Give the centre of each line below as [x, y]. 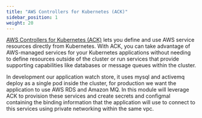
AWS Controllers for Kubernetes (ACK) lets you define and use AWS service [100, 40]
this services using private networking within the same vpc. [80, 109]
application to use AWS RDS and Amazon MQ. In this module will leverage [98, 90]
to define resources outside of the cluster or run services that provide [93, 59]
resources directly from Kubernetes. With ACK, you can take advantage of [98, 46]
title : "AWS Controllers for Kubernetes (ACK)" [67, 12]
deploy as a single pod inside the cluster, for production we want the [91, 83]
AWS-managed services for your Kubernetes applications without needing [99, 53]
